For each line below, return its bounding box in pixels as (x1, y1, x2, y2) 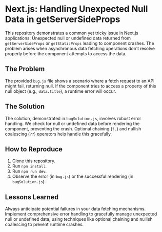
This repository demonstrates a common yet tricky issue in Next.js (5, 30, 139, 36)
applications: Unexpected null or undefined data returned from (5, 35, 131, 41)
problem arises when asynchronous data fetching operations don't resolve (5, 45, 155, 51)
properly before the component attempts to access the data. (5, 50, 127, 57)
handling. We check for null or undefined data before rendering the (5, 121, 140, 127)
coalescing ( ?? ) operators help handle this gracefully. (5, 131, 112, 137)
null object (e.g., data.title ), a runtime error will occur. (5, 88, 116, 94)
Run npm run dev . (12, 169, 47, 174)
